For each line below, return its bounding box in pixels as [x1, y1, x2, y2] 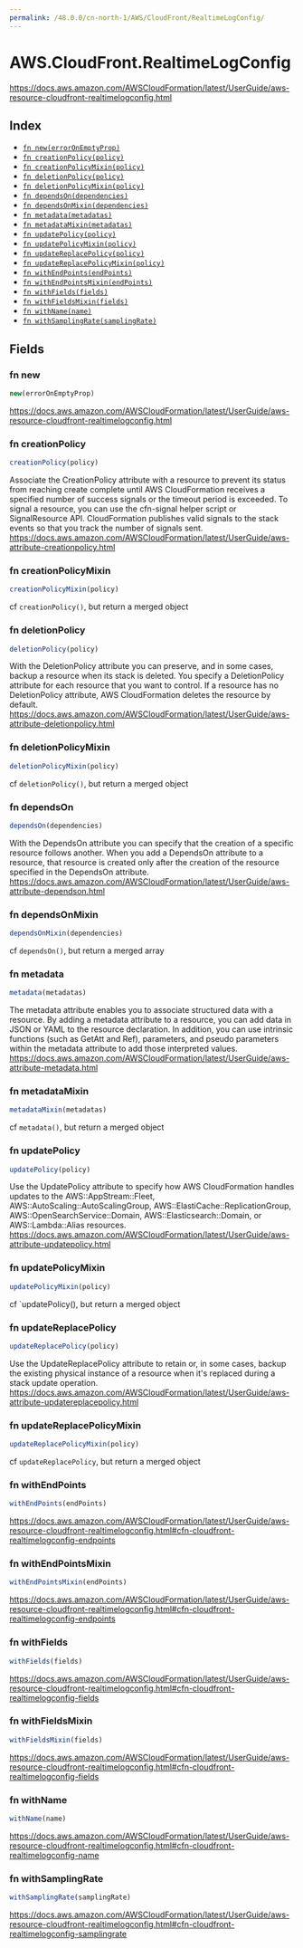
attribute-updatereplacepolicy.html [9, 1396, 139, 1408]
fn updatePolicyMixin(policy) [22, 240, 137, 249]
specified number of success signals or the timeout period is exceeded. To [9, 494, 289, 505]
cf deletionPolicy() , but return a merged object [9, 778, 189, 788]
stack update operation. [9, 1377, 99, 1388]
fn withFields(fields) [22, 288, 109, 297]
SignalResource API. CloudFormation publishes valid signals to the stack [9, 513, 279, 524]
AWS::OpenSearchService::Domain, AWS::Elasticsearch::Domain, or [9, 1210, 262, 1221]
